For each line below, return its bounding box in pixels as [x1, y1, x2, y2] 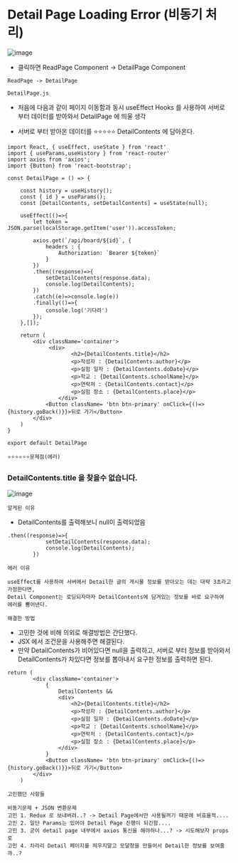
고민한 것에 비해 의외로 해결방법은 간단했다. [17, 628, 138, 637]
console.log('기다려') [45, 307, 109, 314]
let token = [33, 218, 69, 225]
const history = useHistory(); [20, 187, 113, 194]
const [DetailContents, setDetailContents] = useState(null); [20, 199, 208, 206]
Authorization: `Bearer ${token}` [58, 249, 161, 256]
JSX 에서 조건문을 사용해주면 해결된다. [17, 637, 125, 646]
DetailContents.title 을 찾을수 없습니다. [7, 473, 138, 483]
